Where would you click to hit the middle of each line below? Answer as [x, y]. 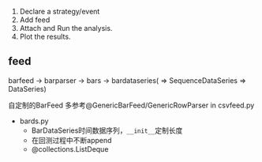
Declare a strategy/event [60, 11]
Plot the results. [45, 36]
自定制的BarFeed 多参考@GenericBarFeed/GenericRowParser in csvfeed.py [131, 105]
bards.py [34, 121]
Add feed [35, 20]
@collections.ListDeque [70, 149]
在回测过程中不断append [71, 140]
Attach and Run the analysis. [66, 28]
